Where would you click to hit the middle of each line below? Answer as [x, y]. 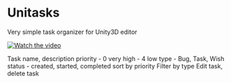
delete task [23, 73]
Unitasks [33, 13]
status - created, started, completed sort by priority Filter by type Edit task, [115, 66]
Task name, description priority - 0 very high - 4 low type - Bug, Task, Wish [116, 58]
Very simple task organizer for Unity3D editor [72, 32]
